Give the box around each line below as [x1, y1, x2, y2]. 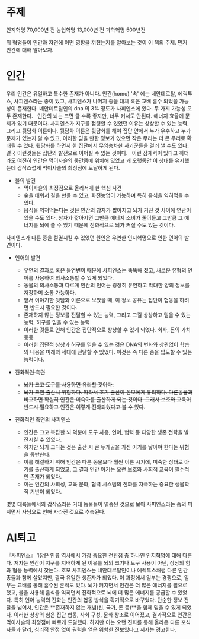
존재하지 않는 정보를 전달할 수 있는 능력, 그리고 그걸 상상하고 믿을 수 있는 [23, 311, 191, 318]
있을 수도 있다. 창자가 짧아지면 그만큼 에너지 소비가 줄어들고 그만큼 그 [23, 214, 184, 221]
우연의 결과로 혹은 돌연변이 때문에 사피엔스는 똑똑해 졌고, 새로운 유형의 [23, 267, 187, 274]
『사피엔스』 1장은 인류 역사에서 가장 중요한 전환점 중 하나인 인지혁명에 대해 [6, 552, 182, 559]
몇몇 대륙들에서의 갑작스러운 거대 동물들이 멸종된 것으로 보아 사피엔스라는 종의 [6, 500, 187, 508]
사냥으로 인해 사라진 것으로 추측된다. [21, 508, 106, 515]
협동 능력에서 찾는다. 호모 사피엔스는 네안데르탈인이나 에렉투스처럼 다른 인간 [12, 567, 188, 574]
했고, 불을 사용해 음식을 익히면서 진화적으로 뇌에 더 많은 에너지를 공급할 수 [6, 589, 176, 596]
